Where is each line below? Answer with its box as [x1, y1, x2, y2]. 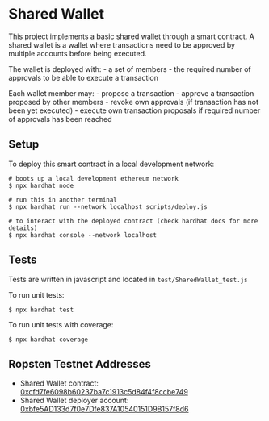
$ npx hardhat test [8, 306, 74, 314]
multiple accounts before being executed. [8, 48, 147, 58]
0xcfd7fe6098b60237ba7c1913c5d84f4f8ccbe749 [19, 387, 188, 397]
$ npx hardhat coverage [8, 336, 89, 344]
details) [8, 223, 38, 232]
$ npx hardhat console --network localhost [8, 231, 158, 239]
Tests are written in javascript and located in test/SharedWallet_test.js [8, 274, 248, 284]
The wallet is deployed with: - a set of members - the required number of [8, 64, 252, 73]
